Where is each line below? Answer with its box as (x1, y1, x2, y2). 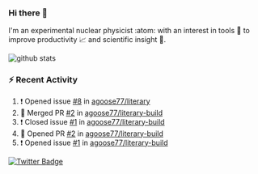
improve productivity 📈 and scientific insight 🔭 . (8, 35, 167, 45)
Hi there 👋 (8, 7, 49, 19)
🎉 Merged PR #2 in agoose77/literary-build (19, 108, 163, 117)
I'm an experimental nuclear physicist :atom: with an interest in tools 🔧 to (8, 26, 251, 36)
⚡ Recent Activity (8, 74, 78, 86)
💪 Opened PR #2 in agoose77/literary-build (19, 129, 164, 138)
